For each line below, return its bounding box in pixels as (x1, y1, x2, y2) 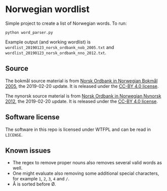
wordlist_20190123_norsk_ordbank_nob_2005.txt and (5, 44, 114, 50)
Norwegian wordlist (5, 4, 90, 15)
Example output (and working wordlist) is (5, 39, 91, 45)
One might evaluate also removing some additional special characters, (12, 170, 159, 176)
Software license (5, 113, 60, 122)
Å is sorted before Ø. (12, 181, 56, 187)
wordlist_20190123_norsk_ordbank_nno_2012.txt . (5, 50, 107, 56)
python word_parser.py (5, 30, 53, 35)
